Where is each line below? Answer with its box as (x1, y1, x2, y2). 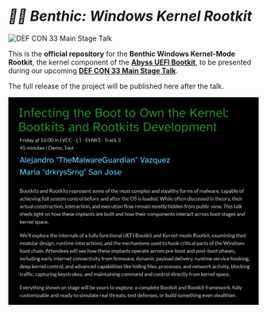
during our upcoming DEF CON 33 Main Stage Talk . (8, 65, 179, 75)
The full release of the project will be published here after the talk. (8, 81, 224, 91)
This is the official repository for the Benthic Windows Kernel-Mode (8, 49, 236, 58)
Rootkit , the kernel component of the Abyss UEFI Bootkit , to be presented (8, 57, 252, 67)
